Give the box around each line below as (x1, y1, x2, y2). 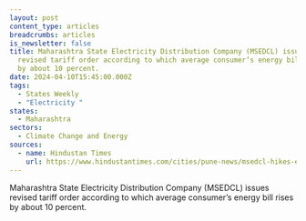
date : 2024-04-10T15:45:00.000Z (9, 73, 132, 82)
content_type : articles (9, 22, 100, 31)
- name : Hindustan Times (17, 148, 112, 157)
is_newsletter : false (9, 38, 92, 48)
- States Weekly (17, 89, 79, 98)
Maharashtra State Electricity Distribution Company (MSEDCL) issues (9, 182, 270, 193)
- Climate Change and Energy (17, 132, 128, 141)
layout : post (9, 13, 59, 23)
